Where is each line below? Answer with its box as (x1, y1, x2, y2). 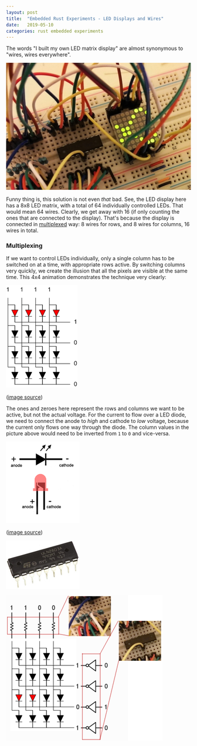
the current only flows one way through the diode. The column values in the (6, 424, 189, 431)
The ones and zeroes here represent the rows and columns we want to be (6, 405, 185, 412)
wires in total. (6, 227, 39, 234)
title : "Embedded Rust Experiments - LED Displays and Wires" (6, 15, 164, 22)
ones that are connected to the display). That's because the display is (6, 214, 175, 221)
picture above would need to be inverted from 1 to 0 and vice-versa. (6, 430, 170, 437)
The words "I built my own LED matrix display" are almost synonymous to (6, 45, 184, 52)
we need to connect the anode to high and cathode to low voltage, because (6, 418, 189, 425)
